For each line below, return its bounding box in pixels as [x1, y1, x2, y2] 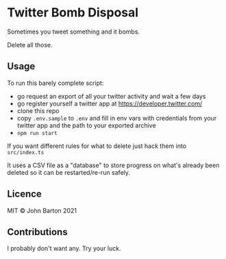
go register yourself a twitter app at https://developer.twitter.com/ [16, 99, 203, 108]
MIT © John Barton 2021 [7, 206, 77, 214]
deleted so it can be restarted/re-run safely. [7, 168, 131, 176]
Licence [7, 188, 42, 200]
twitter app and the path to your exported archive [16, 121, 156, 129]
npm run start [16, 129, 58, 136]
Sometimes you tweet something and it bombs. [7, 27, 140, 36]
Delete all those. [7, 40, 53, 49]
